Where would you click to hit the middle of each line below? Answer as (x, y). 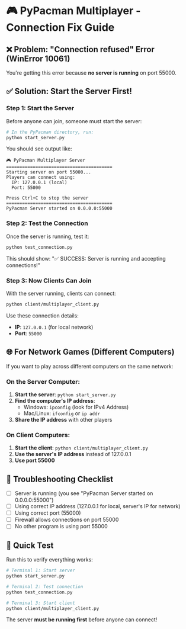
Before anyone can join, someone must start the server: (74, 121)
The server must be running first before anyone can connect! (82, 620)
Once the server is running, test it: (48, 236)
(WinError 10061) (38, 58)
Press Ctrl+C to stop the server (47, 198)
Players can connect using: (41, 178)
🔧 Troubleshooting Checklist (60, 479)
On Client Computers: (38, 435)
